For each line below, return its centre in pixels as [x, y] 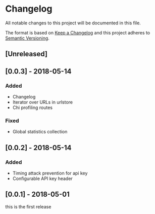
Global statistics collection [40, 132]
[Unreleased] [27, 54]
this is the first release [28, 206]
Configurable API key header [43, 179]
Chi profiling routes [33, 108]
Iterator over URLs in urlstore [43, 102]
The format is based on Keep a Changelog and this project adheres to [78, 32]
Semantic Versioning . [27, 38]
